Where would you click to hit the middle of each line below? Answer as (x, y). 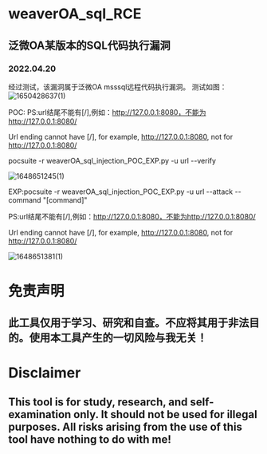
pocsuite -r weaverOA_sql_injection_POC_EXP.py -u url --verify (112, 160)
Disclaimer (45, 373)
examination (40, 415)
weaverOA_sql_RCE (75, 14)
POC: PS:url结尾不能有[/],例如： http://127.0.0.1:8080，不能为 (107, 112)
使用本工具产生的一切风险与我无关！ (118, 338)
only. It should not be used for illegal (165, 415)
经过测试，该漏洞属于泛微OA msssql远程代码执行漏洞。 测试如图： (118, 87)
